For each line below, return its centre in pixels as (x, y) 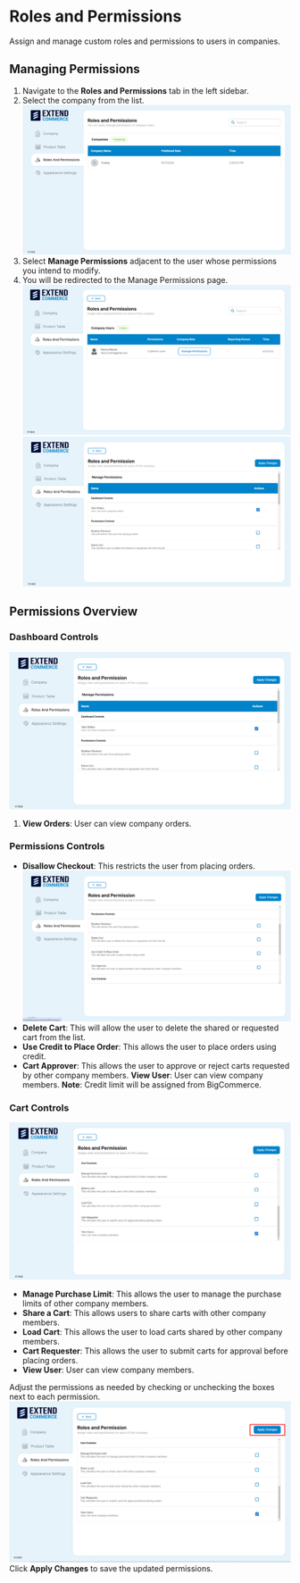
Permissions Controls (57, 846)
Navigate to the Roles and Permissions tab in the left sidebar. (135, 90)
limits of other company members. (85, 1304)
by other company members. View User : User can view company (142, 1075)
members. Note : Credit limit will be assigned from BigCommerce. (142, 1084)
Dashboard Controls (54, 637)
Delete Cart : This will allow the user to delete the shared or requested (150, 1028)
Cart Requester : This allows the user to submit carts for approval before (155, 1351)
